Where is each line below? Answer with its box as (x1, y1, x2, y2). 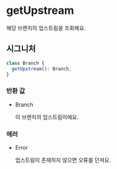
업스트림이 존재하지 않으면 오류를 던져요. (15, 156, 111, 164)
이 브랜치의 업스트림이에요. (15, 113, 79, 121)
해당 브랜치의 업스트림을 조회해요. (6, 24, 86, 31)
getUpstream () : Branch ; (12, 66, 72, 72)
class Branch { (6, 60, 45, 66)
